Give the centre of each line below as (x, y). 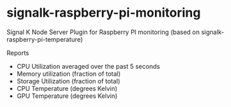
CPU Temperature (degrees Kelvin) (67, 88)
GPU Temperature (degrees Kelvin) (67, 96)
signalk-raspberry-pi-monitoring (104, 13)
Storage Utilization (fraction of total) (68, 81)
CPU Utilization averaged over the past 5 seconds (88, 66)
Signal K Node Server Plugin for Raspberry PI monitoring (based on (103, 32)
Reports (18, 53)
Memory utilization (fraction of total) (69, 74)
